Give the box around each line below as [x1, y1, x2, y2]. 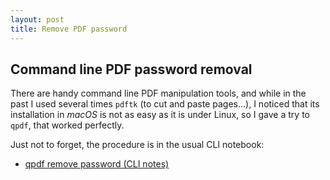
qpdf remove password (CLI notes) [24, 158, 170, 170]
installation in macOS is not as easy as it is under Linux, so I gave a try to [10, 109, 310, 121]
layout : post [10, 14, 65, 25]
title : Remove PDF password [10, 24, 128, 34]
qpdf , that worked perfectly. [10, 119, 125, 131]
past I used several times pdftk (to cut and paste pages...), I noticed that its [10, 98, 320, 110]
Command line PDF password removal [10, 61, 253, 78]
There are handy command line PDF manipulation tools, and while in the [10, 87, 307, 100]
